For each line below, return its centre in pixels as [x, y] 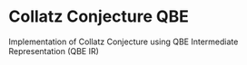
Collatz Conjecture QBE [99, 17]
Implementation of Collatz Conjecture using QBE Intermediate [123, 42]
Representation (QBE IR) [54, 51]
